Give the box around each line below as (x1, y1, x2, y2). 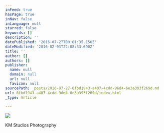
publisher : (5, 63, 28, 67)
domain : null (9, 72, 37, 77)
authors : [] (5, 58, 30, 63)
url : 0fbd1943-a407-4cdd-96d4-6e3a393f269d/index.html (5, 90, 122, 95)
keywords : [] (5, 30, 32, 35)
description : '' (5, 35, 39, 40)
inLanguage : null (5, 21, 41, 26)
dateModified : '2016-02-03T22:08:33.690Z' (5, 44, 95, 49)
